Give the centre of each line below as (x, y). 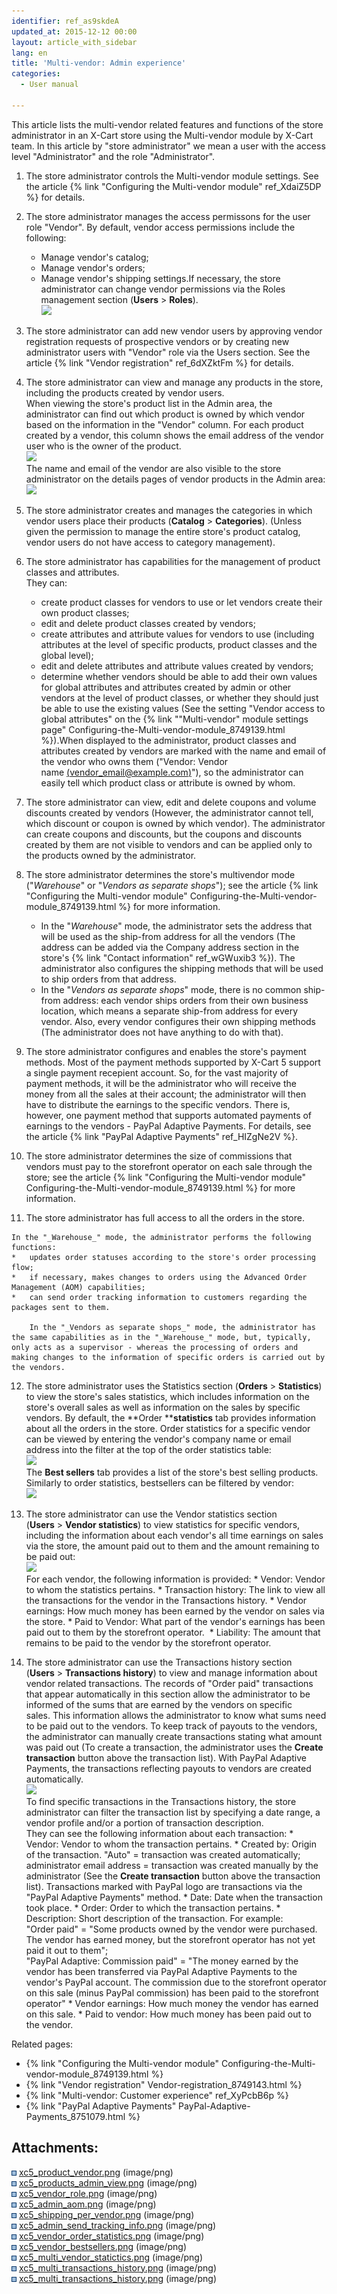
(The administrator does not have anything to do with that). (162, 1032)
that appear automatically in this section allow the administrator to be (168, 1694)
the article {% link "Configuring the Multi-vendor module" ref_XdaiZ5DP (173, 186)
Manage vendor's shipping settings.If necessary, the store (160, 278)
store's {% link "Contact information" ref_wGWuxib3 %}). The (168, 957)
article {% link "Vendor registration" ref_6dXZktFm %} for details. (159, 362)
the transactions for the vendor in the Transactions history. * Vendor (166, 1600)
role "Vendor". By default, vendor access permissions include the (160, 227)
